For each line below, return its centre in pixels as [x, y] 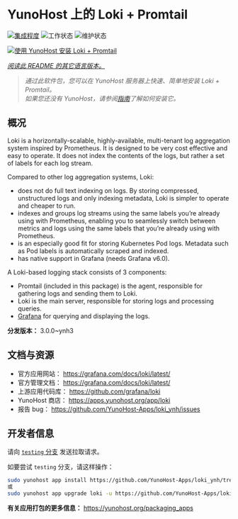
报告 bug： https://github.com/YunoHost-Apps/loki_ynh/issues [109, 409]
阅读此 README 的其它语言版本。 [56, 65]
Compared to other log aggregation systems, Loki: [81, 177]
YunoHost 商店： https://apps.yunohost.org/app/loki [94, 400]
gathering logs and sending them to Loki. [78, 293]
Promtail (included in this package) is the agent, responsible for [110, 286]
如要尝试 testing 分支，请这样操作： [61, 467]
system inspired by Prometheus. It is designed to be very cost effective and [118, 148]
